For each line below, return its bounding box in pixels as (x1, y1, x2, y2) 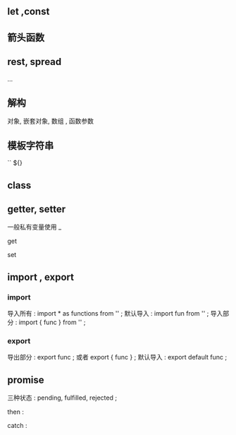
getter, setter (7, 203, 66, 215)
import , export (7, 271, 74, 283)
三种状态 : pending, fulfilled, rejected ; (7, 393, 118, 402)
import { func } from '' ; (18, 318, 86, 327)
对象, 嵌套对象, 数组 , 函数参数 (7, 117, 94, 126)
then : (7, 407, 25, 416)
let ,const (7, 6, 50, 18)
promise (7, 374, 44, 386)
